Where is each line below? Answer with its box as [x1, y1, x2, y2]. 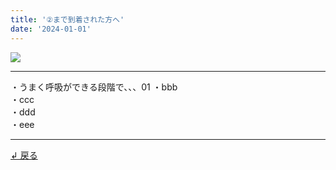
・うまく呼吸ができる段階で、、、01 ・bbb [10, 81, 178, 93]
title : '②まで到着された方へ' [10, 14, 125, 25]
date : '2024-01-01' [10, 24, 92, 34]
